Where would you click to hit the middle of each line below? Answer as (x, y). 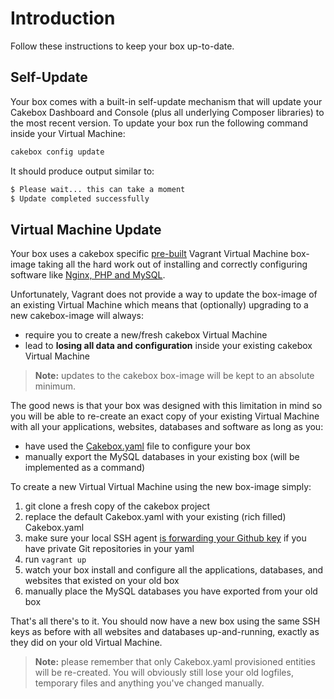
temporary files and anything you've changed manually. (149, 683)
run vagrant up (55, 559)
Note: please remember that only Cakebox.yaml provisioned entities (175, 662)
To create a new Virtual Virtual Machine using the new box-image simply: (161, 487)
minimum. (55, 386)
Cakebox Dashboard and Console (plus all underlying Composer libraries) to (167, 112)
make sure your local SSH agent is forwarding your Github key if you (165, 538)
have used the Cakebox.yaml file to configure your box (137, 446)
